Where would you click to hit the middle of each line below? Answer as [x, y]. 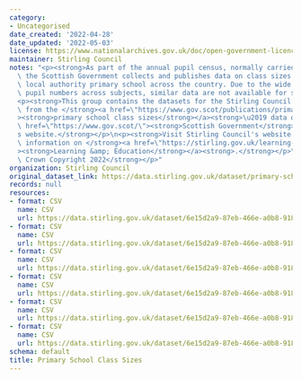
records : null [36, 185]
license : [26, 51]
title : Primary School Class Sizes [76, 360]
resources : [30, 193]
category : [28, 18]
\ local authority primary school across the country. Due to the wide [155, 84]
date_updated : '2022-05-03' [62, 43]
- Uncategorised [40, 26]
